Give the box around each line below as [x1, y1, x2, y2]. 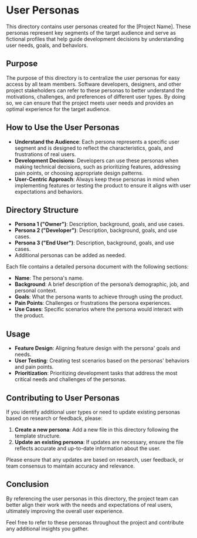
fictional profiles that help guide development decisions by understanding [6, 35, 184, 42]
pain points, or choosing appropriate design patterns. [14, 169, 144, 176]
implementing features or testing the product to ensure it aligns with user [14, 181, 191, 189]
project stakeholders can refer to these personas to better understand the [6, 86, 185, 94]
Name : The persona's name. [14, 274, 84, 282]
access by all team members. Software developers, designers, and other [6, 80, 182, 88]
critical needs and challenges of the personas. [14, 376, 127, 383]
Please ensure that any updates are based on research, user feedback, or [6, 456, 184, 463]
